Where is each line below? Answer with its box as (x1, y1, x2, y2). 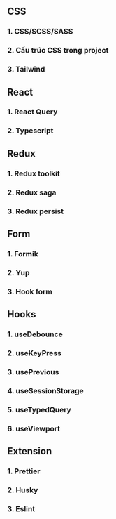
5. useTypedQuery (7, 405, 71, 414)
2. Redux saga (7, 188, 57, 197)
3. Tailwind (7, 65, 45, 74)
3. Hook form (7, 287, 52, 296)
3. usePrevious (7, 367, 59, 376)
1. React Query (7, 107, 58, 117)
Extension (7, 445, 52, 457)
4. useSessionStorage (7, 386, 84, 395)
